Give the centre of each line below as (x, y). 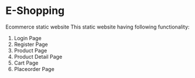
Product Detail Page (38, 56)
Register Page (31, 44)
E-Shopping (35, 11)
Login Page (28, 38)
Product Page (30, 50)
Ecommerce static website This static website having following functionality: (97, 27)
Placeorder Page (34, 69)
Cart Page (26, 63)
